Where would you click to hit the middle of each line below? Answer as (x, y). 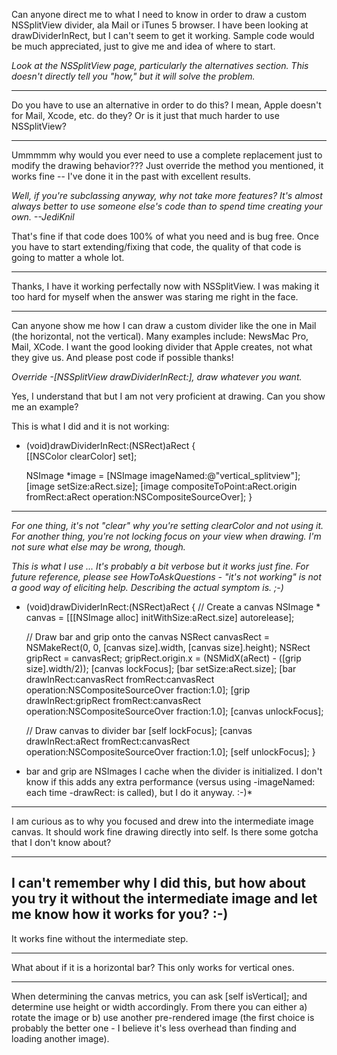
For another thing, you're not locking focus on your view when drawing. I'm (166, 536)
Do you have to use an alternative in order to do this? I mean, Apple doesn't (166, 105)
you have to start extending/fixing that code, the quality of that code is (156, 247)
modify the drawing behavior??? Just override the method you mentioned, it (167, 165)
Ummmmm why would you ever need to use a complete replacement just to (167, 155)
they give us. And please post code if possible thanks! (122, 357)
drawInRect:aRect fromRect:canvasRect (108, 741)
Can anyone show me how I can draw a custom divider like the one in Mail (164, 325)
